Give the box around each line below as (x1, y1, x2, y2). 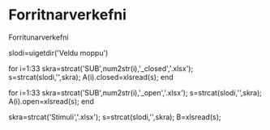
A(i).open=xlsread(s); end (8, 96, 95, 106)
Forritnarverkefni (8, 6, 127, 24)
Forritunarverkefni (8, 32, 69, 42)
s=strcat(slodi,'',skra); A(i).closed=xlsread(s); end (8, 72, 174, 82)
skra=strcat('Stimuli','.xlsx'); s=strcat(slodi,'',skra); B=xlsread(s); (8, 111, 221, 122)
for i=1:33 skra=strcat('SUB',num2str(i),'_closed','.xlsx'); (8, 63, 194, 73)
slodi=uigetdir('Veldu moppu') (8, 48, 109, 57)
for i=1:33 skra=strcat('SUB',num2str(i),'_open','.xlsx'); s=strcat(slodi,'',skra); (8, 87, 262, 98)
